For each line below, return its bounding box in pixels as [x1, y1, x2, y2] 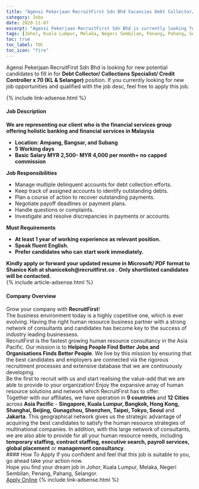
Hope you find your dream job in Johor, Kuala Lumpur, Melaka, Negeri [6, 463, 176, 471]
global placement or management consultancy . [6, 444, 126, 452]
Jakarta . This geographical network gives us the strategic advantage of [6, 413, 182, 420]
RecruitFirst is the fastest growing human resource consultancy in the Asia [6, 337, 188, 344]
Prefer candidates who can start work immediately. [14, 248, 144, 255]
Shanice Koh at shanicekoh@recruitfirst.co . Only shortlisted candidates [6, 266, 189, 273]
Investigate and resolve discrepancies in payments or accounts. [14, 212, 171, 220]
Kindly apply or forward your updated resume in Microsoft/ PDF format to [6, 259, 191, 267]
